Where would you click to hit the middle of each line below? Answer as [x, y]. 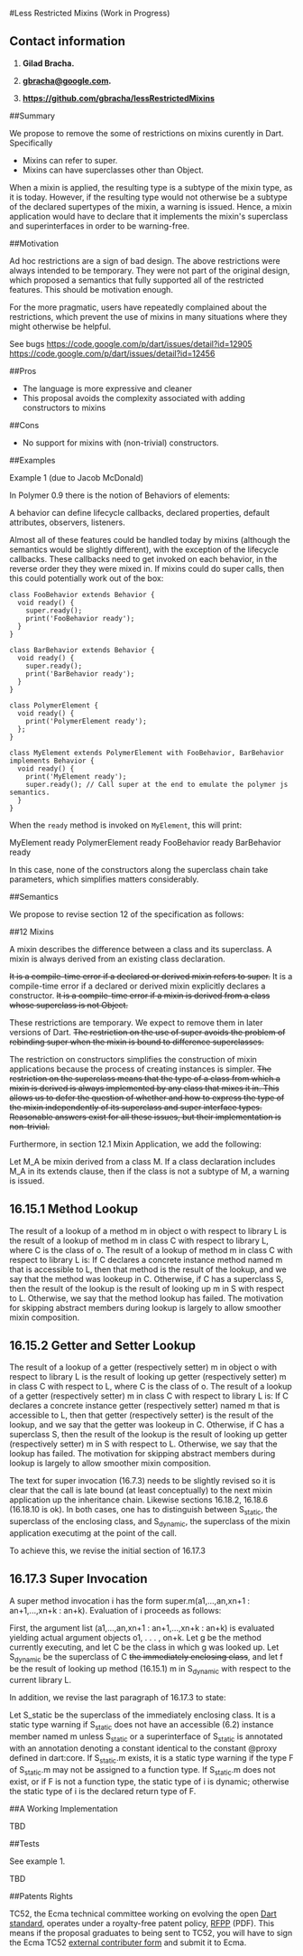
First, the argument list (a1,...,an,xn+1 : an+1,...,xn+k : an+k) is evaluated [142, 1628]
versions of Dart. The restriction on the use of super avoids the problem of [147, 1032]
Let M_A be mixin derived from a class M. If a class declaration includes [142, 1161]
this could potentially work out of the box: [87, 578]
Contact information [68, 41]
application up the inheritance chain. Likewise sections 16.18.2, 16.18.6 [139, 1500]
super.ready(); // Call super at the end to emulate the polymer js [157, 784]
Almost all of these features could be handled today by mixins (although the [150, 539]
